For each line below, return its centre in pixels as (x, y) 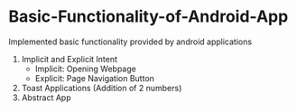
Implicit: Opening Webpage (85, 69)
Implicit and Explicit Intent (70, 59)
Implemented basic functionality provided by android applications (130, 42)
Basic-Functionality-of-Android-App (148, 17)
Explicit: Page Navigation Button (95, 78)
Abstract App (46, 98)
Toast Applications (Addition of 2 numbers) (102, 88)
